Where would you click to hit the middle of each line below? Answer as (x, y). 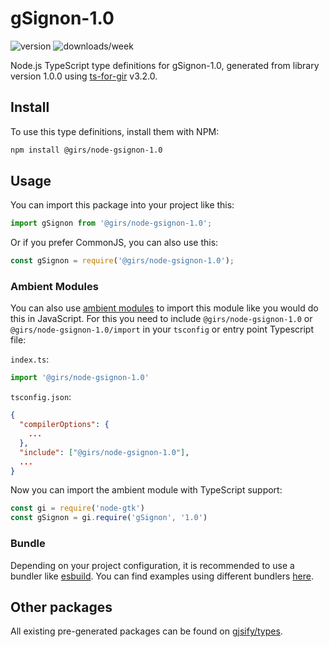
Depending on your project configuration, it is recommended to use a (152, 565)
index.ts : (30, 359)
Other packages (61, 607)
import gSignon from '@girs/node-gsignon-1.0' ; (111, 223)
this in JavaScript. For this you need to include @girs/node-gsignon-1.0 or (161, 319)
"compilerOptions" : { (64, 425)
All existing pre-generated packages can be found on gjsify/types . (146, 631)
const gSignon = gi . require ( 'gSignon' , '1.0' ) (109, 518)
